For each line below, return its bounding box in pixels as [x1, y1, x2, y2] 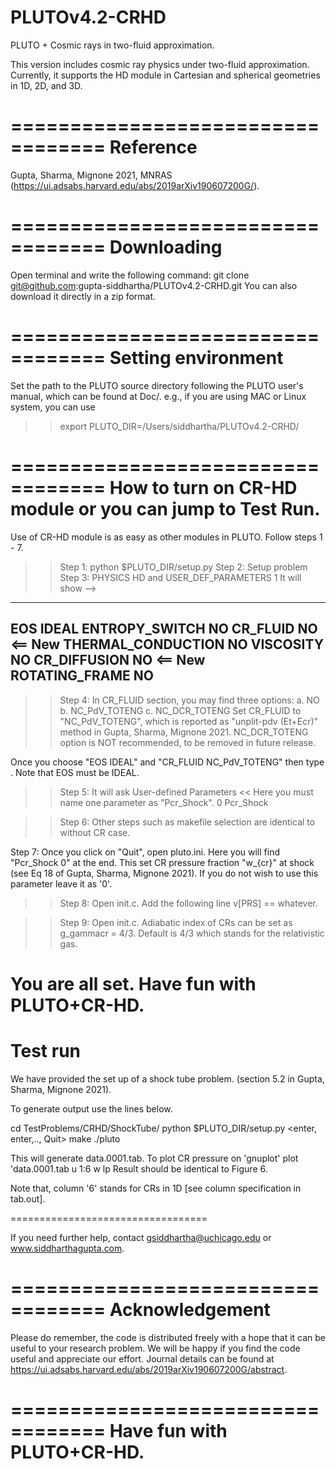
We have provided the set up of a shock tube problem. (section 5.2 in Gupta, [10, 1072, 325, 1085]
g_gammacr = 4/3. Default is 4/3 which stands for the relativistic [59, 927, 325, 939]
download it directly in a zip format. [10, 290, 157, 302]
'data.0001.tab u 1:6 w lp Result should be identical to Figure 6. [10, 1162, 268, 1175]
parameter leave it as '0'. [10, 877, 113, 890]
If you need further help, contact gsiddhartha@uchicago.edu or [10, 1231, 272, 1243]
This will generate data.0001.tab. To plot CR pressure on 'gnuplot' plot [10, 1152, 299, 1164]
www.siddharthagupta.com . [10, 1242, 125, 1254]
